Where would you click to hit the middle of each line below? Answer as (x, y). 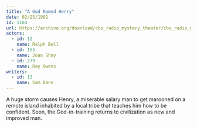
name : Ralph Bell (38, 45)
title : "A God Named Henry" (40, 11)
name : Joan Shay (37, 55)
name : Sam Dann (35, 83)
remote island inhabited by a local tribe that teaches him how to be (86, 106)
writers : (17, 72)
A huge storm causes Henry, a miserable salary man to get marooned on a (96, 99)
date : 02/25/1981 (27, 17)
